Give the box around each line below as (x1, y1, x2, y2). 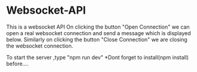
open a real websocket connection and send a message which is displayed (6, 29, 191, 36)
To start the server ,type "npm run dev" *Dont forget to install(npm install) (6, 54, 189, 61)
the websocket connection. (6, 42, 74, 49)
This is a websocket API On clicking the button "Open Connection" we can (6, 23, 190, 30)
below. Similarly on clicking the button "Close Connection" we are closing (6, 36, 187, 43)
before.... (6, 60, 29, 67)
